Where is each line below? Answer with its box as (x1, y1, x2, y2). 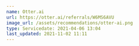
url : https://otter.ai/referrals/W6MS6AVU (6, 14, 114, 20)
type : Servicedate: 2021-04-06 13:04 (6, 25, 101, 32)
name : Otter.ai (6, 8, 45, 15)
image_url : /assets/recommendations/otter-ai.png (6, 20, 134, 26)
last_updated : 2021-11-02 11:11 (6, 31, 87, 37)
